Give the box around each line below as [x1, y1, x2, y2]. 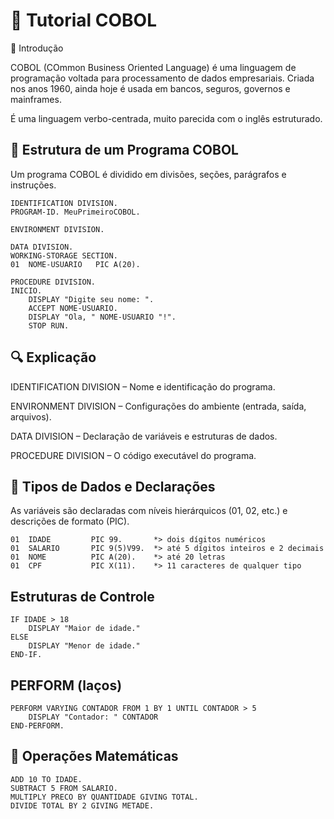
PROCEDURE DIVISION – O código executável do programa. [10, 449, 257, 461]
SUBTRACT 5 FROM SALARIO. [10, 783, 118, 793]
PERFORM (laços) [10, 677, 123, 694]
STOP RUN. [28, 320, 70, 331]
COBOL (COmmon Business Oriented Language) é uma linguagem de [10, 61, 297, 73]
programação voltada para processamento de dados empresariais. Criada [10, 72, 315, 84]
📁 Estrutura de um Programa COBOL [10, 142, 239, 159]
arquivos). [10, 410, 52, 423]
